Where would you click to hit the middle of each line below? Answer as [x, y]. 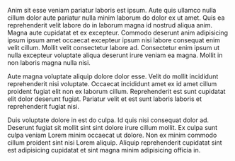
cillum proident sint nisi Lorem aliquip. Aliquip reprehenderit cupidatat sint [115, 143]
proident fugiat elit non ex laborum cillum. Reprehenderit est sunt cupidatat [116, 91]
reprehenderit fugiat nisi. [44, 106]
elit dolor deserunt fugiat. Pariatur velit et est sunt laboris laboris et [105, 99]
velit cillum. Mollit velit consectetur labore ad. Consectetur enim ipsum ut [114, 48]
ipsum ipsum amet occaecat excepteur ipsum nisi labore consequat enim [114, 40]
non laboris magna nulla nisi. [49, 62]
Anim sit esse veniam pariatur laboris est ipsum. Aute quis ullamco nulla [112, 10]
